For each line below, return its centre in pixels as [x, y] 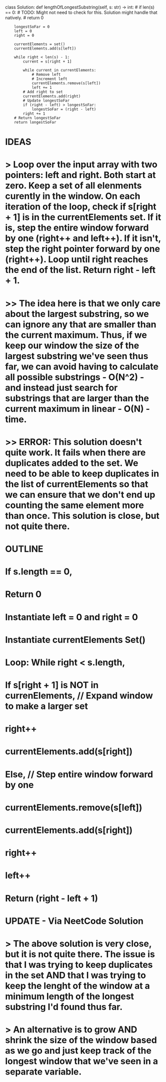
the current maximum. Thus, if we [76, 335]
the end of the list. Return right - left [81, 270]
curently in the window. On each [73, 196]
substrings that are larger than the [77, 398]
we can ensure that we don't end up [80, 494]
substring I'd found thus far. [64, 1007]
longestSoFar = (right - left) [64, 109]
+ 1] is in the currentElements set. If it [83, 217]
